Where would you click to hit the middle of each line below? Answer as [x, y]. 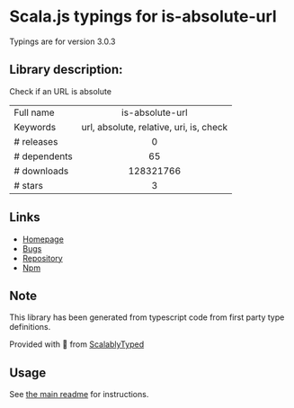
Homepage [43, 239]
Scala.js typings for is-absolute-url [143, 17]
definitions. [30, 327]
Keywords [35, 127]
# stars [28, 185]
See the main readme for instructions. [79, 395]
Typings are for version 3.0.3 [62, 41]
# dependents [44, 156]
